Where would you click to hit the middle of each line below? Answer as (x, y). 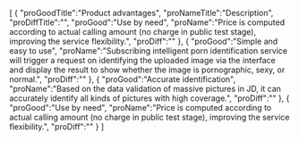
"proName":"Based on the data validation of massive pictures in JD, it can (145, 89)
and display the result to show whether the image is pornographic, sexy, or (147, 70)
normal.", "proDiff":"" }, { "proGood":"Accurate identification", (123, 79)
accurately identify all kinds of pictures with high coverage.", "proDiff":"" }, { (149, 98)
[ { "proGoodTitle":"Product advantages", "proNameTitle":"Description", (141, 13)
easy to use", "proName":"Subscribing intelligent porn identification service (149, 51)
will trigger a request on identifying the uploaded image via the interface (142, 60)
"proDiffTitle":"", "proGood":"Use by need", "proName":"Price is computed (147, 22)
